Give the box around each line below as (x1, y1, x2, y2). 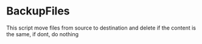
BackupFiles (6, 4, 70, 18)
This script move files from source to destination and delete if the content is (6, 24, 197, 31)
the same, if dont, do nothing (6, 30, 79, 37)
